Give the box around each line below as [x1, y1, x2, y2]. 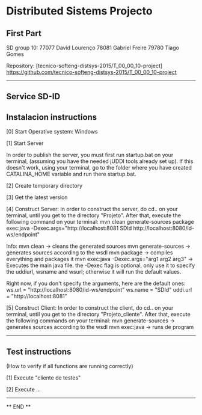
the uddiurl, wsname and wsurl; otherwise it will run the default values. [6, 268, 182, 275]
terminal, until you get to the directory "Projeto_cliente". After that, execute [6, 311, 191, 318]
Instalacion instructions [6, 112, 97, 122]
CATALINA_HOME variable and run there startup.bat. [6, 170, 136, 178]
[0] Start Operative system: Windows [6, 128, 98, 135]
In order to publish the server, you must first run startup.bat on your [6, 152, 174, 159]
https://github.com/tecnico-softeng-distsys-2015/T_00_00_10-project [6, 69, 177, 76]
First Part [6, 28, 42, 38]
